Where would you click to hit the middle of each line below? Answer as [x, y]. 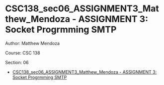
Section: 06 [17, 62]
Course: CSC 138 [23, 53]
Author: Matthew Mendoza [33, 43]
